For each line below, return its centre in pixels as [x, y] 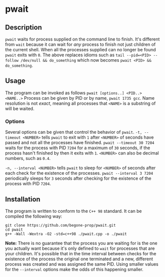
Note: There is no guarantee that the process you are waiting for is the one [81, 243]
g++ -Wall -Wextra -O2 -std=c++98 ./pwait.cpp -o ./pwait [66, 234]
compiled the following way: [34, 216]
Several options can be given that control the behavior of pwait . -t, [74, 132]
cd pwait [14, 230]
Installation [23, 199]
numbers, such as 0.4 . [28, 158]
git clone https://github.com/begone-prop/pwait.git [61, 225]
